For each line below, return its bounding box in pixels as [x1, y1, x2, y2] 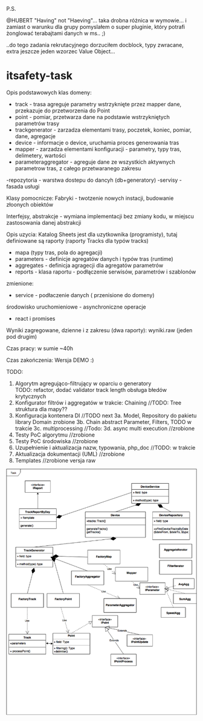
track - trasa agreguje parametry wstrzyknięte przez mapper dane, [14, 100, 182, 107]
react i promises [14, 315, 56, 322]
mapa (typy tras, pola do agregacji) [14, 249, 103, 256]
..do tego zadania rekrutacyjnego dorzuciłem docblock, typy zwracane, [6, 42, 184, 48]
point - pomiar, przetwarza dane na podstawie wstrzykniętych [14, 113, 170, 120]
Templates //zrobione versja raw [14, 457, 96, 464]
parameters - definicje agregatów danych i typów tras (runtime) [14, 255, 173, 262]
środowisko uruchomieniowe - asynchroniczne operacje [6, 303, 146, 310]
